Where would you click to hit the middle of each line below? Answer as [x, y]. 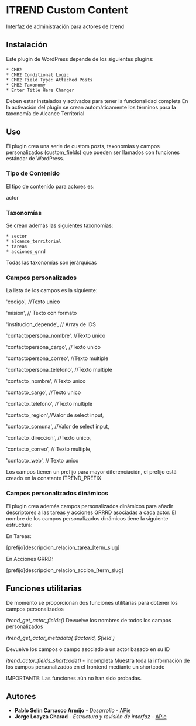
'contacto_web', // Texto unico [42, 461]
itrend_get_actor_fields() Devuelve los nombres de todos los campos [89, 620]
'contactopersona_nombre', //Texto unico [56, 336]
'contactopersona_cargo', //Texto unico [54, 347]
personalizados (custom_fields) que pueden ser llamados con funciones [93, 152]
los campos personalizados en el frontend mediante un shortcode [85, 667]
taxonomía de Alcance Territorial [45, 113]
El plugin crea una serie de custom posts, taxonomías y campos [83, 146]
